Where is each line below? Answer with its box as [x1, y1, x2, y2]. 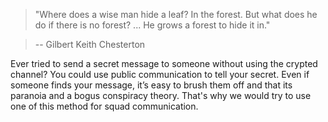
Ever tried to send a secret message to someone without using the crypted [10, 58, 318, 69]
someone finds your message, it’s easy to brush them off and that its [10, 79, 293, 91]
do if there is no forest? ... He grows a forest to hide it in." [34, 19, 271, 31]
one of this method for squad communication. [10, 100, 199, 112]
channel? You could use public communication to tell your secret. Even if [10, 69, 310, 80]
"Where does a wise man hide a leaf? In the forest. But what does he [34, 9, 318, 20]
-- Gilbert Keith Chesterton [34, 39, 146, 50]
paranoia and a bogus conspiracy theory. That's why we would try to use [10, 90, 312, 101]
